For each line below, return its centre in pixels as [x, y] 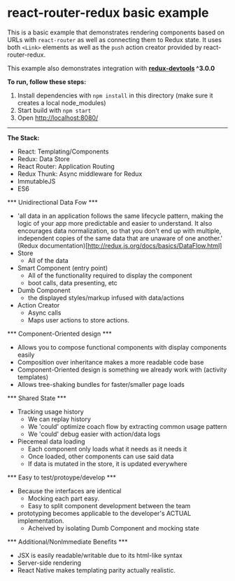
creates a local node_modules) [62, 102]
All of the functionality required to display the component [110, 275]
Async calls [44, 313]
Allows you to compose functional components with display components [122, 347]
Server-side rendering [49, 563]
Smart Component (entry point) [63, 268]
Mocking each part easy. [64, 498]
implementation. [41, 521]
